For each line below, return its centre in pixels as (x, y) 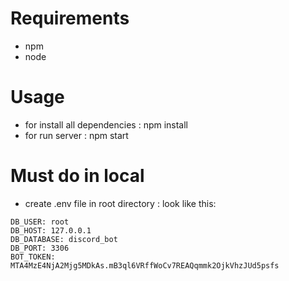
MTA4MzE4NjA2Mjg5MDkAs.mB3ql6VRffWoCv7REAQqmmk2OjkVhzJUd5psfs (145, 265)
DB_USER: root (40, 222)
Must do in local (77, 176)
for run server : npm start (76, 135)
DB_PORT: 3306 (40, 248)
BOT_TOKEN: (33, 257)
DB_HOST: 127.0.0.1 (51, 230)
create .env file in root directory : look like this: (120, 203)
